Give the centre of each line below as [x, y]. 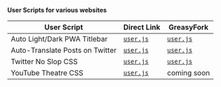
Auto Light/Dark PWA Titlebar [59, 39]
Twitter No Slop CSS [45, 62]
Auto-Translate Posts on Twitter [64, 50]
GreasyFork [188, 27]
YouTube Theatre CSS [47, 73]
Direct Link [142, 27]
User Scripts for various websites [57, 10]
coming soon [189, 73]
